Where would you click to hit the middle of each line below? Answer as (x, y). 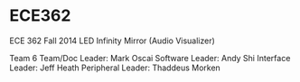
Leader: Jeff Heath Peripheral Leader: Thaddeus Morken (115, 68)
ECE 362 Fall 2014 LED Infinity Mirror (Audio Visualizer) (112, 41)
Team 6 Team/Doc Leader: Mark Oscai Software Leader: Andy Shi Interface (150, 58)
